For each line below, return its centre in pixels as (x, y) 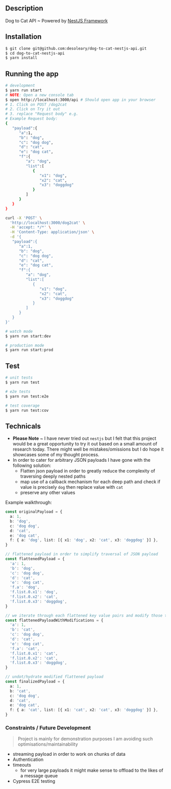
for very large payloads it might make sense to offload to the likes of (92, 770)
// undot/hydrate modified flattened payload (54, 677)
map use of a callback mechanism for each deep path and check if (90, 482)
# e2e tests (18, 391)
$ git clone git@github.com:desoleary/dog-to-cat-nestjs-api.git (76, 48)
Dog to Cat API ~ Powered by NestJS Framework (56, 20)
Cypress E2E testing (34, 781)
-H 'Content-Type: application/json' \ (52, 232)
